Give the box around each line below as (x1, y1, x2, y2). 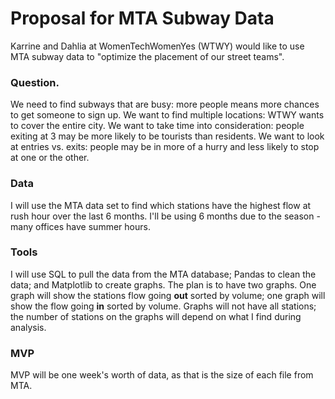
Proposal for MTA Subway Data (10, 7, 275, 30)
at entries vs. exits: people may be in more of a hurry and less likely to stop (10, 141, 320, 153)
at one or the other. (10, 152, 90, 164)
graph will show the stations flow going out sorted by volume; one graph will (10, 289, 326, 301)
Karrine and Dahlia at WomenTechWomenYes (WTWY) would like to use (10, 40, 305, 52)
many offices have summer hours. (10, 220, 151, 232)
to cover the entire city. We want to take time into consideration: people (10, 120, 305, 132)
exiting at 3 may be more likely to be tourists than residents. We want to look (10, 130, 325, 142)
